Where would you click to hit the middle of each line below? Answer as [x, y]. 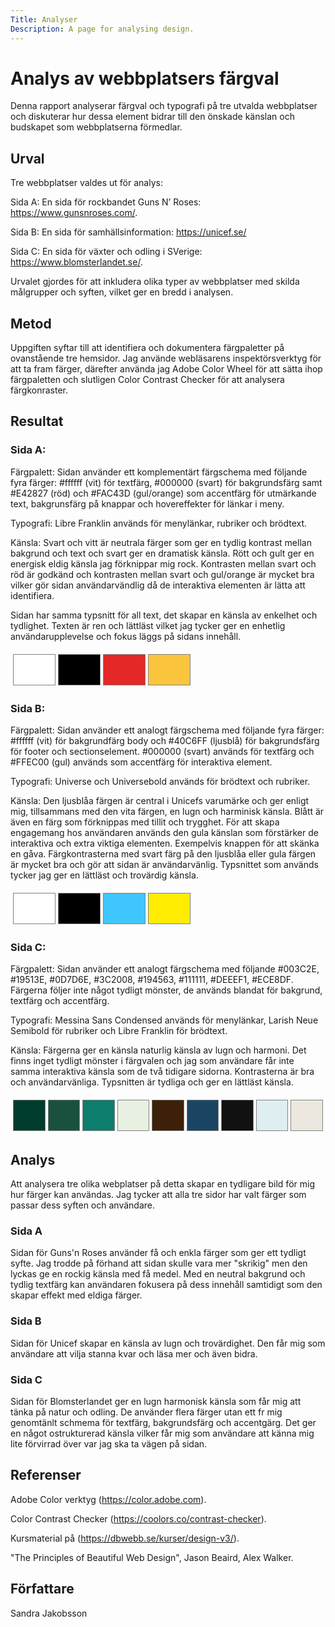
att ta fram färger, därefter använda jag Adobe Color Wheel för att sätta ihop [166, 369]
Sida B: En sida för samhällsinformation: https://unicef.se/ [128, 232]
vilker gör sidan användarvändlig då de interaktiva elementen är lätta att [158, 585]
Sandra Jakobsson [49, 1613]
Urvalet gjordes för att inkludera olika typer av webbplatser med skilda [155, 282]
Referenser [46, 1475]
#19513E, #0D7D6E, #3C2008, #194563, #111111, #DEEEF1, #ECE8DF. [152, 980]
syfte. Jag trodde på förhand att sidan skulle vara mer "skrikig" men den [159, 1263]
